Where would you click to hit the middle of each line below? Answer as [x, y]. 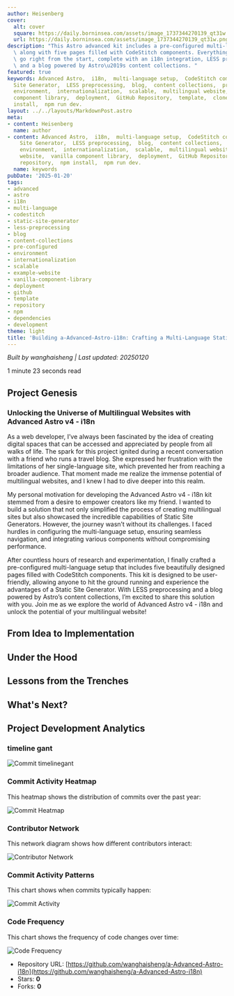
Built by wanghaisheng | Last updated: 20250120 [78, 358]
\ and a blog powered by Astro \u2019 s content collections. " [106, 66]
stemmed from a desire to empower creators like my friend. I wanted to [109, 502]
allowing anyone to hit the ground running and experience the [120, 582]
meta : [15, 117]
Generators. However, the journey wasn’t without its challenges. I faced [110, 524]
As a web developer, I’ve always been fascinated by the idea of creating [110, 437]
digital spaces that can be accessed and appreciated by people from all [110, 444]
